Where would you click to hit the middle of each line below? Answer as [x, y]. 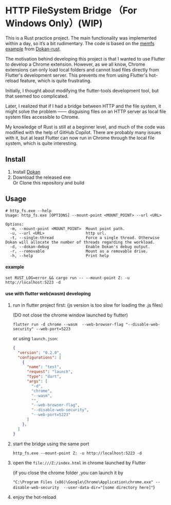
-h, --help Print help [60, 256]
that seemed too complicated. [37, 96]
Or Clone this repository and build [49, 182]
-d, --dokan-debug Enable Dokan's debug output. [80, 247]
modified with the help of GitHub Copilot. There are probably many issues [83, 132]
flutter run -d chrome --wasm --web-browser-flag [68, 324]
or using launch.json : [35, 338]
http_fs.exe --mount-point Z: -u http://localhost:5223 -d [77, 453]
